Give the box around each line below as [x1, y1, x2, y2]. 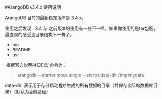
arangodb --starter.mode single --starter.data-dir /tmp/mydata [17, 72, 144, 78]
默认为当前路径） [15, 89, 51, 94]
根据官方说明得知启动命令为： [6, 62, 67, 68]
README [12, 47, 31, 52]
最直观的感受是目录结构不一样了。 [5, 32, 74, 37]
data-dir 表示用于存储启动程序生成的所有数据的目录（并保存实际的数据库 [5, 82, 154, 88]
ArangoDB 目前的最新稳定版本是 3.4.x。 [5, 15, 86, 21]
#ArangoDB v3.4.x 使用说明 [5, 4, 61, 10]
